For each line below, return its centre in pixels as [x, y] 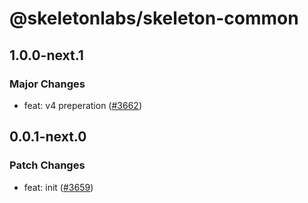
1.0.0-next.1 [46, 55]
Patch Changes [47, 165]
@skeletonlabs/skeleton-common [154, 18]
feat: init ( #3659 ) [58, 187]
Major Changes [47, 84]
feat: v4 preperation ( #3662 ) [82, 105]
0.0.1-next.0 [48, 137]
